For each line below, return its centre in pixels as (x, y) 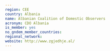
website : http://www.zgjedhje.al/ (40, 41)
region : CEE (17, 9)
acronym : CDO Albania (27, 23)
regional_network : (24, 37)
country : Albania (23, 14)
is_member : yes (20, 28)
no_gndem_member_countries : (34, 32)
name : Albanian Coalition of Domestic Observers (55, 18)
